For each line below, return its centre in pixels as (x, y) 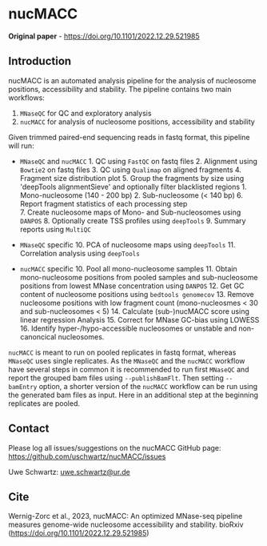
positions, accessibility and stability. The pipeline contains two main (120, 89)
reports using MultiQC (56, 229)
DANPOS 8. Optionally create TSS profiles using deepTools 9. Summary (133, 220)
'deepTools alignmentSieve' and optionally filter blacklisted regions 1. (133, 187)
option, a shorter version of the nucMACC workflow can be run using (148, 386)
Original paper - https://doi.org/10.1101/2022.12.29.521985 (104, 36)
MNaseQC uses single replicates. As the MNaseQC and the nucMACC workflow (127, 360)
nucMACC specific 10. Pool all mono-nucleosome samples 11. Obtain (128, 268)
